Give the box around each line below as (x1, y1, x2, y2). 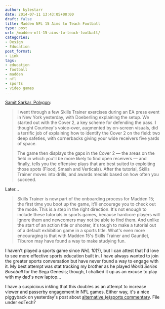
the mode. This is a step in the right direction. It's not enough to (17, 206, 147, 212)
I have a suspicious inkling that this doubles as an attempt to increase (5, 283, 147, 289)
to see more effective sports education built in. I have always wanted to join (5, 252, 159, 258)
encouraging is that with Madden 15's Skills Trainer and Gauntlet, (17, 233, 150, 239)
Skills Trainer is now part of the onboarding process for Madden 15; (17, 195, 155, 201)
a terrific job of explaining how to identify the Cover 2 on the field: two (17, 130, 161, 136)
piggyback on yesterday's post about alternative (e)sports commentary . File (5, 294, 160, 300)
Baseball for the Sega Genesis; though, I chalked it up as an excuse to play (5, 268, 158, 274)
